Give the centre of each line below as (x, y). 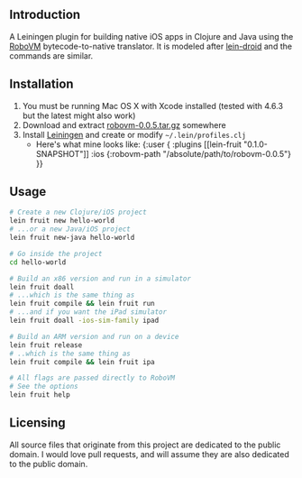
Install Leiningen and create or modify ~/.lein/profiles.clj (134, 134)
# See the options (44, 387)
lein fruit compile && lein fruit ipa (82, 362)
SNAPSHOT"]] (63, 153)
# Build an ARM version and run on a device (94, 336)
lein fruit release (46, 345)
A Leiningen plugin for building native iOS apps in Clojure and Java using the (151, 36)
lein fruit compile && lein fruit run (82, 304)
